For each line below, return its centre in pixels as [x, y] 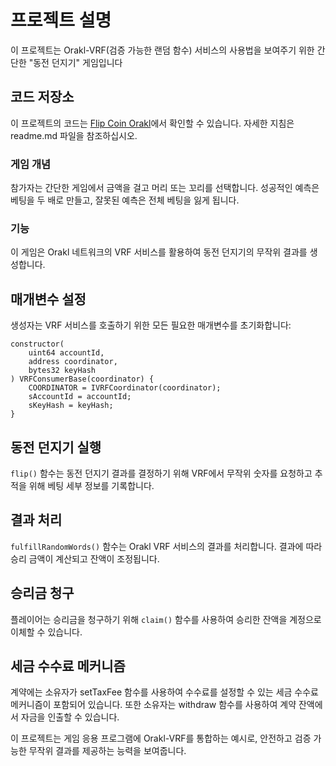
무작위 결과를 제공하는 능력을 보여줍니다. [107, 751]
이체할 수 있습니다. [46, 632]
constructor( [37, 344]
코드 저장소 [42, 97]
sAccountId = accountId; [80, 397]
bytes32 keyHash [62, 371]
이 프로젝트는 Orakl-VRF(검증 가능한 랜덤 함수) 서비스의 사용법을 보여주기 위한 [162, 50]
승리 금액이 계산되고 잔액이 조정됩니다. [85, 558]
